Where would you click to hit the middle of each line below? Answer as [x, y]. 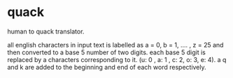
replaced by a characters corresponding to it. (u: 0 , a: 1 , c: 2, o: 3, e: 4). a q [117, 59]
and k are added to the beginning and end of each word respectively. [107, 67]
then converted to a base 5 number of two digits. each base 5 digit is [107, 52]
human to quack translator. [46, 31]
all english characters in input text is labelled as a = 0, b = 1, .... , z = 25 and [115, 45]
